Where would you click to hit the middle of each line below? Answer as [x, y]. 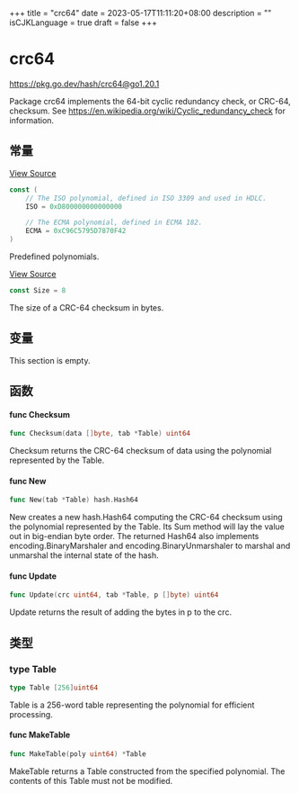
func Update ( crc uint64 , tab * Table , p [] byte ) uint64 [114, 595]
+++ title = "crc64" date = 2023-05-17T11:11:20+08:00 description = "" [141, 13]
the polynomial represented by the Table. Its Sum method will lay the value [147, 527]
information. [32, 120]
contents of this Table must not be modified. [91, 780]
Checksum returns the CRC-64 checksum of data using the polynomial [141, 451]
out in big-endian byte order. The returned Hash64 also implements [134, 536]
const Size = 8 [38, 291]
